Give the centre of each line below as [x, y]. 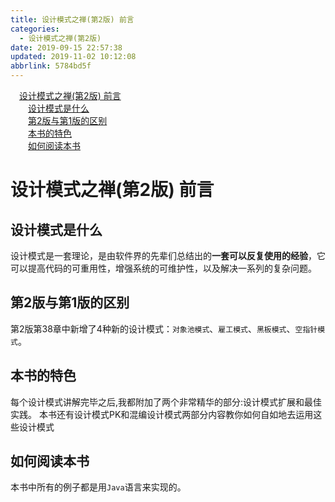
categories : [35, 29]
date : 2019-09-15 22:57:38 [66, 47]
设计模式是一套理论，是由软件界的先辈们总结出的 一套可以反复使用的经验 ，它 [168, 255]
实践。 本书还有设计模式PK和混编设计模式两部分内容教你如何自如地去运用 [162, 414]
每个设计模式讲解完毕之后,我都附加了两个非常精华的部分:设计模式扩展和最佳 [166, 402]
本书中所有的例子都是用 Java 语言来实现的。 [98, 487]
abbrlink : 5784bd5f [51, 66]
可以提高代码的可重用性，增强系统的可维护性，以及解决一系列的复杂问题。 [163, 268]
